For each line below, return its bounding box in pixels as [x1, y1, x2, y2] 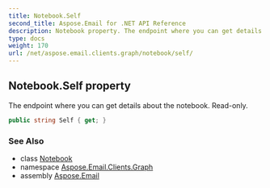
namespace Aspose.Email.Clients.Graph [19, 162, 154, 172]
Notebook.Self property [8, 79, 132, 93]
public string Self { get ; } [8, 116, 107, 124]
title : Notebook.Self [8, 11, 82, 20]
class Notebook [19, 153, 73, 163]
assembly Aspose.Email [19, 170, 99, 180]
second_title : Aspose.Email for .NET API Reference [8, 19, 186, 27]
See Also [8, 135, 44, 146]
